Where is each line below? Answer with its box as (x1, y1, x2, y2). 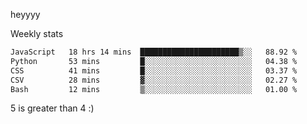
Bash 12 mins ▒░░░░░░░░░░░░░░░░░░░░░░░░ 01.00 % (10, 84, 298, 94)
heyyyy (10, 9, 41, 20)
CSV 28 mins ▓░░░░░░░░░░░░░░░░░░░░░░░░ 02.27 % (10, 75, 298, 85)
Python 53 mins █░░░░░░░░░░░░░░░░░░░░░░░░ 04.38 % (10, 56, 298, 66)
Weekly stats (10, 28, 64, 39)
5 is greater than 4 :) (10, 102, 95, 114)
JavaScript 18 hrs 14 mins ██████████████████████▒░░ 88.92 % (10, 47, 298, 57)
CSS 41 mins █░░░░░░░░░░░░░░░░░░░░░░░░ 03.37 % (10, 65, 298, 76)
